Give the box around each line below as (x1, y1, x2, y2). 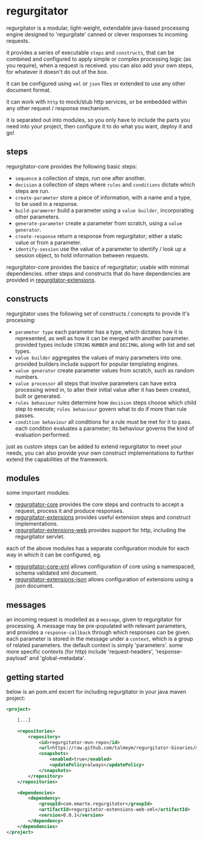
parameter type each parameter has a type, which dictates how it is (14, 328, 183, 335)
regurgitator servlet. (14, 533, 65, 540)
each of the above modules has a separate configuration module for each (6, 545, 190, 552)
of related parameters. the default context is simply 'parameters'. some (6, 642, 183, 649)
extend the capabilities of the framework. (6, 455, 109, 463)
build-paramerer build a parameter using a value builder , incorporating (14, 206, 195, 214)
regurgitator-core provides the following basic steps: (6, 162, 138, 170)
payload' (6, 655, 28, 662)
